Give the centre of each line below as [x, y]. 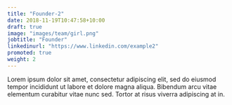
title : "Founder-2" [36, 14]
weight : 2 [22, 59]
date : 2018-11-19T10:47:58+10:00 [56, 20]
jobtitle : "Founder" [38, 40]
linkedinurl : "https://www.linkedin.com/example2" [83, 46]
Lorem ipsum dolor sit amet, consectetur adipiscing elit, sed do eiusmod [112, 79]
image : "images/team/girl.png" [53, 33]
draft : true [25, 27]
